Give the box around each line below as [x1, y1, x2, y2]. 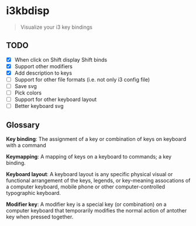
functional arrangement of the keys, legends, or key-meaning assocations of [6, 177, 191, 184]
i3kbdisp [6, 4, 50, 18]
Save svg [14, 83, 37, 89]
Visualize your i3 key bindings [20, 23, 92, 31]
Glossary [6, 120, 40, 130]
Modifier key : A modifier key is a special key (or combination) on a [6, 201, 167, 208]
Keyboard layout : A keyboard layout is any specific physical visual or [6, 171, 173, 178]
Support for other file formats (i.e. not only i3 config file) [14, 76, 150, 83]
